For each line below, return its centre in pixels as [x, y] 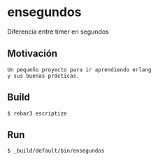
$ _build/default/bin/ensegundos [56, 151]
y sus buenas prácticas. [43, 76]
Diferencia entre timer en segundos [58, 31]
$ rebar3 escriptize [37, 113]
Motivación [33, 54]
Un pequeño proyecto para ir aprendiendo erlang [79, 70]
